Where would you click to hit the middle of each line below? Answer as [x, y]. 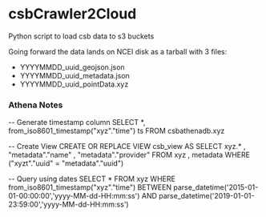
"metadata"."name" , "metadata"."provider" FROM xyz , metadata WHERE [129, 155]
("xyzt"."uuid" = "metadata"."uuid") [66, 163]
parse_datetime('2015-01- [216, 187]
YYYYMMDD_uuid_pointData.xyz [74, 84]
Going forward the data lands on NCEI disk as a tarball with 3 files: [118, 51]
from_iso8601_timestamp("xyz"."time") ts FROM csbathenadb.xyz [117, 131]
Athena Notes [36, 105]
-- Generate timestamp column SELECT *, [77, 123]
